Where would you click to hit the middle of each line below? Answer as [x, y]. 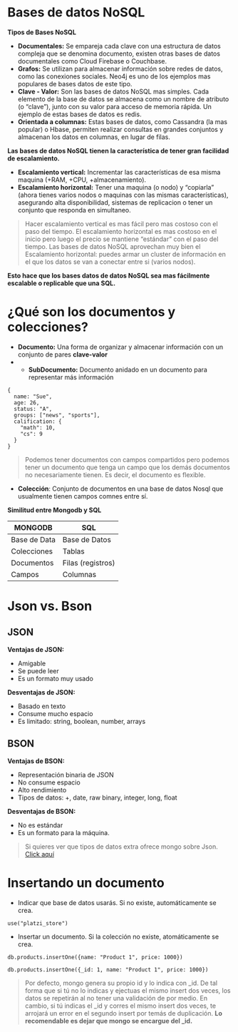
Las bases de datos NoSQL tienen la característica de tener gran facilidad [118, 150]
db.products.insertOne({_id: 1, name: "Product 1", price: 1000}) [108, 970]
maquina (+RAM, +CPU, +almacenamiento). [82, 180]
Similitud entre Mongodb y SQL [55, 510]
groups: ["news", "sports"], [57, 415]
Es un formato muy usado [56, 678]
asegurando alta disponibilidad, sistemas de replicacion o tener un [115, 202]
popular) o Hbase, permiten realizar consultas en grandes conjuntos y [120, 129]
